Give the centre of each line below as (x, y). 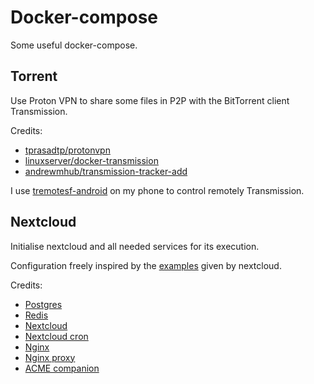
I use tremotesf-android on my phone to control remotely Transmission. (157, 190)
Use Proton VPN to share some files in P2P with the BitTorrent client (150, 100)
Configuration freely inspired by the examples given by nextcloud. (146, 265)
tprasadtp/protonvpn (67, 150)
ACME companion (62, 368)
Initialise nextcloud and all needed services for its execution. (135, 246)
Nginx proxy (50, 357)
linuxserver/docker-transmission (91, 160)
